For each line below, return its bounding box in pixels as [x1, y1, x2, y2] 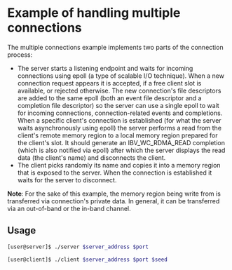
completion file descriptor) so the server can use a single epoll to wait [17, 101, 219, 109]
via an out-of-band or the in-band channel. [7, 204, 131, 212]
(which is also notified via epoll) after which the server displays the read [17, 146, 226, 154]
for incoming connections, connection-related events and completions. [17, 109, 223, 117]
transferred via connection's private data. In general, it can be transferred [7, 196, 220, 205]
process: [7, 50, 33, 59]
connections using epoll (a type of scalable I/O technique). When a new [17, 72, 224, 80]
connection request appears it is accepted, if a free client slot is [17, 79, 202, 87]
